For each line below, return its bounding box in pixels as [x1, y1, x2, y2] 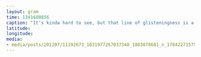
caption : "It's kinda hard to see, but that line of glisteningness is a [6, 20, 194, 26]
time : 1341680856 [6, 14, 50, 20]
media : [6, 36, 23, 42]
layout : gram [6, 8, 39, 15]
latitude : [6, 25, 31, 31]
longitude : [6, 31, 33, 37]
